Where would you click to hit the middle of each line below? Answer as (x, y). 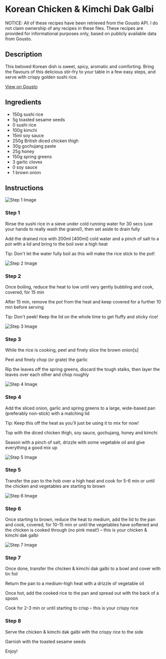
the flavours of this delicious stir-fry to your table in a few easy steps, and (81, 72)
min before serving (25, 307)
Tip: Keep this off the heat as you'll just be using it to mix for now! (72, 423)
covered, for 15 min (25, 292)
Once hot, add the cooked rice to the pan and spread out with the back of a (82, 593)
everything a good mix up (31, 447)
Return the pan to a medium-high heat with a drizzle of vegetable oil (75, 583)
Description (24, 54)
